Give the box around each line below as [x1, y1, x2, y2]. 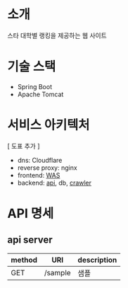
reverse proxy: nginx [17, 163, 77, 172]
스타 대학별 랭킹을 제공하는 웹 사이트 [7, 31, 107, 40]
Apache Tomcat [17, 90, 64, 98]
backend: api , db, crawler [17, 178, 92, 187]
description [77, 255, 117, 265]
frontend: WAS [17, 171, 60, 179]
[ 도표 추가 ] [7, 142, 40, 150]
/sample [44, 267, 72, 277]
